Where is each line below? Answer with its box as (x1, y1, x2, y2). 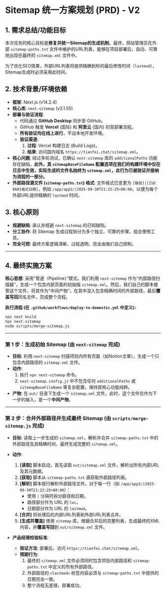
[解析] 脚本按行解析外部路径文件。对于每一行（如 (19, 480, 120, 486)
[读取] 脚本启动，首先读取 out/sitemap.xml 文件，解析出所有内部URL (19, 462, 160, 468)
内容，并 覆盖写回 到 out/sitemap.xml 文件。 (19, 524, 108, 530)
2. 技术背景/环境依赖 (5, 85, 68, 93)
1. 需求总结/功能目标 (5, 26, 66, 34)
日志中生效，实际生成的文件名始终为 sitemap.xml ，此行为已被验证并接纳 (12, 167, 159, 173)
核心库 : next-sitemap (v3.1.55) (12, 105, 73, 111)
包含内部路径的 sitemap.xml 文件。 (12, 359, 83, 365)
